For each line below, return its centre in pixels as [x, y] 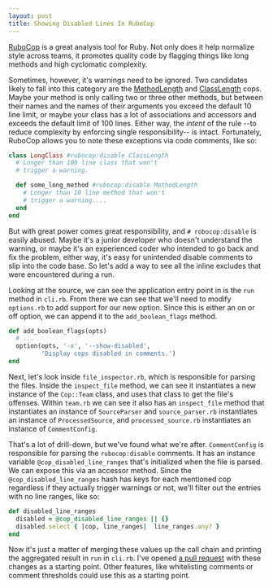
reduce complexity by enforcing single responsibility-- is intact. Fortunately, [135, 132]
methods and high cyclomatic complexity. [78, 64]
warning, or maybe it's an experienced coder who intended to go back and [133, 248]
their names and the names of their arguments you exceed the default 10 [130, 106]
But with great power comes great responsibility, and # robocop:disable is [133, 231]
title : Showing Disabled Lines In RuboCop [81, 24]
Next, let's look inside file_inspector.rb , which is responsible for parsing [132, 376]
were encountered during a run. [62, 274]
